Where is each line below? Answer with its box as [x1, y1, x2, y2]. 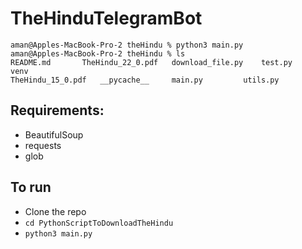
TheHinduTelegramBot [10, 7, 203, 30]
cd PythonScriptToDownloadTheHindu [24, 218, 174, 228]
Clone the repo [24, 205, 87, 217]
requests [24, 139, 62, 151]
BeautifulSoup [24, 128, 84, 141]
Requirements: [10, 102, 105, 119]
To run [10, 179, 52, 196]
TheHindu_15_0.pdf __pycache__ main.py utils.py [10, 75, 280, 85]
